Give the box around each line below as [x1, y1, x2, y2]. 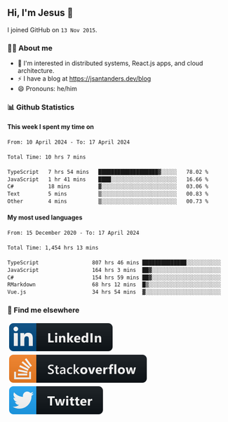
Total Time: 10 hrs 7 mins [7, 154, 86, 161]
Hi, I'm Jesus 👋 [7, 7, 74, 19]
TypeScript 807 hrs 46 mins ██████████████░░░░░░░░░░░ [7, 259, 221, 266]
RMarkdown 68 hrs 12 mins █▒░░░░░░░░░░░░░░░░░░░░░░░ [7, 281, 221, 288]
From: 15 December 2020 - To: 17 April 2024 [7, 229, 140, 237]
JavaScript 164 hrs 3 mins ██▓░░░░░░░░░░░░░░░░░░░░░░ [7, 266, 221, 273]
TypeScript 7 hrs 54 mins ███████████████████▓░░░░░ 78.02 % [7, 168, 209, 175]
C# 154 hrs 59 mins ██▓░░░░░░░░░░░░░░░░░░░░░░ [7, 274, 221, 281]
